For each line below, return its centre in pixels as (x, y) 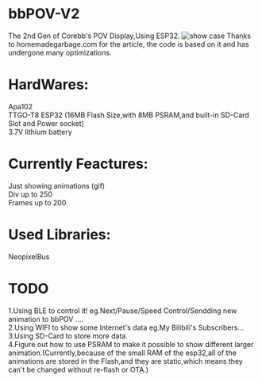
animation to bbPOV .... (46, 319)
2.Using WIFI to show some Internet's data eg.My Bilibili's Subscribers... (126, 327)
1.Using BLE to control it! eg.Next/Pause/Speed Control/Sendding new (123, 311)
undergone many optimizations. (60, 52)
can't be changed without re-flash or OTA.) (79, 369)
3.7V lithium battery (40, 132)
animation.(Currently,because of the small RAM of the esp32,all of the (122, 353)
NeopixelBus (29, 256)
